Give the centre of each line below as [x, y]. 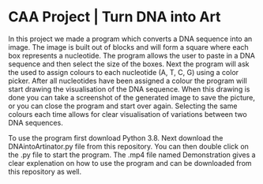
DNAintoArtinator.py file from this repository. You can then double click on [128, 146]
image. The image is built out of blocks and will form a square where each [128, 47]
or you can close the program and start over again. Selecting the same [123, 106]
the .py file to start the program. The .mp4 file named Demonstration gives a [132, 155]
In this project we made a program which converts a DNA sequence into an [130, 39]
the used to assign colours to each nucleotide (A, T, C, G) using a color [124, 72]
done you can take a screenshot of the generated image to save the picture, [131, 97]
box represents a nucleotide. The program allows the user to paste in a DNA [131, 55]
